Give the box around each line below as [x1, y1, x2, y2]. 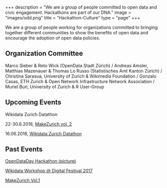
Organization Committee [5, 49, 83, 58]
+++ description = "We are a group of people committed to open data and [5, 4, 157, 10]
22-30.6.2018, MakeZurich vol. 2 [5, 121, 72, 127]
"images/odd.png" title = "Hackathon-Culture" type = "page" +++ [5, 15, 141, 20]
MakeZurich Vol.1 [5, 178, 40, 184]
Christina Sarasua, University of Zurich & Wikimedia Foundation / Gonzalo [5, 73, 157, 79]
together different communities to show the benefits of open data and [5, 30, 149, 35]
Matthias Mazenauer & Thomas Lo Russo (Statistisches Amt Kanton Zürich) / [5, 68, 163, 74]
